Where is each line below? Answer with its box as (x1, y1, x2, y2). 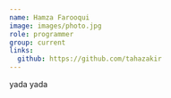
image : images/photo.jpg (9, 21, 102, 30)
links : (9, 46, 34, 55)
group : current (9, 37, 66, 47)
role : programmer (9, 29, 74, 38)
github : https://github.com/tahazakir (17, 54, 163, 63)
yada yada (9, 79, 48, 89)
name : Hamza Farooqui (9, 12, 90, 22)
